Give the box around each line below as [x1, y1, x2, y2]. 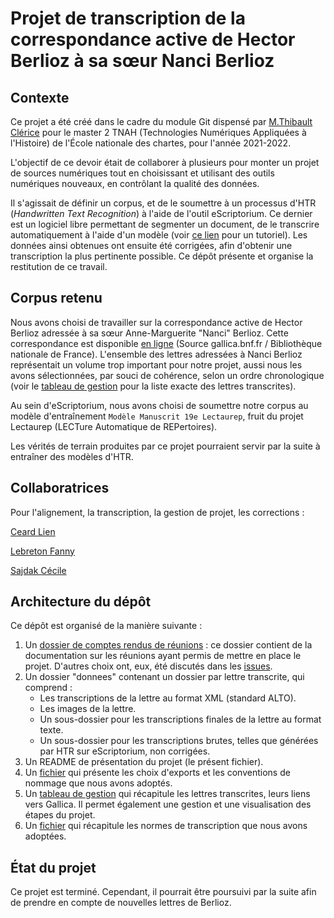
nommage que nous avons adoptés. [24, 777, 173, 789]
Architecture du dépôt [10, 593, 152, 611]
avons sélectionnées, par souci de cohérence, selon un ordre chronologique [10, 369, 325, 381]
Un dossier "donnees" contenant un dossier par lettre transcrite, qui [24, 671, 305, 683]
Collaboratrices [10, 480, 110, 497]
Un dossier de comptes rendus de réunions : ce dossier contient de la [24, 639, 313, 651]
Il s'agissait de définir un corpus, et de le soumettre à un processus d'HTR [10, 197, 317, 209]
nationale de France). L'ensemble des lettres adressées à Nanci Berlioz [10, 348, 303, 360]
